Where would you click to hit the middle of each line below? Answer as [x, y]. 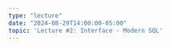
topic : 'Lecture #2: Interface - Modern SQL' [85, 30]
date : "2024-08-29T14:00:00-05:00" [68, 23]
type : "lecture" [35, 16]
